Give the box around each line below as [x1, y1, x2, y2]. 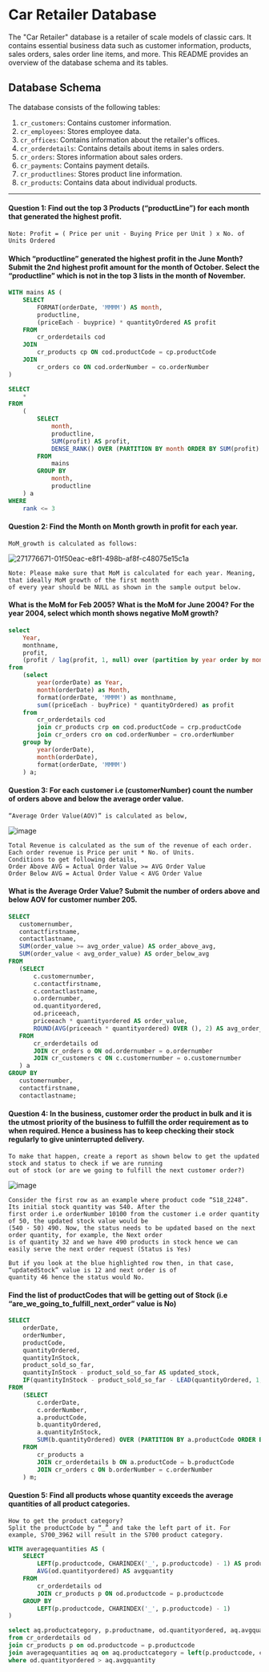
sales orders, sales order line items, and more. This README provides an [8, 49, 249, 59]
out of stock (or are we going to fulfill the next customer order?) [8, 1166, 246, 1175]
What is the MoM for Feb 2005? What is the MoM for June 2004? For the [8, 600, 255, 610]
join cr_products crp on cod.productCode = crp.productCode [37, 724, 242, 732]
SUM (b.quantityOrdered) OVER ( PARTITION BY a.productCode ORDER [37, 1436, 256, 1444]
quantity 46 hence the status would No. [8, 1273, 146, 1281]
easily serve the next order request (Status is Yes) [8, 1245, 192, 1253]
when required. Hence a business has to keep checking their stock [8, 1126, 235, 1136]
